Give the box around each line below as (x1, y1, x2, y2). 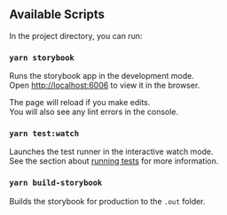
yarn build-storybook (9, 178, 103, 188)
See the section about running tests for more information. (9, 156, 219, 166)
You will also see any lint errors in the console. (9, 106, 179, 118)
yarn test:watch (9, 128, 80, 139)
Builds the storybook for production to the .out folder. (9, 196, 206, 206)
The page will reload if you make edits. (9, 97, 151, 108)
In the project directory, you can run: (9, 30, 143, 41)
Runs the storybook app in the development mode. (9, 71, 195, 81)
